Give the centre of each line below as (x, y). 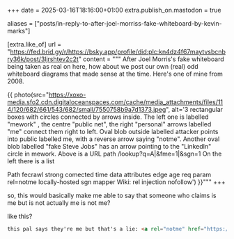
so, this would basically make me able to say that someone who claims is (112, 195)
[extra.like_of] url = (34, 44)
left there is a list (31, 161)
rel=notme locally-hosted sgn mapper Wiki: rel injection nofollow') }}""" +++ (117, 182)
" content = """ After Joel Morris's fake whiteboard (151, 59)
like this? (20, 216)
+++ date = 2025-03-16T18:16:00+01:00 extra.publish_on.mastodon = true (114, 10)
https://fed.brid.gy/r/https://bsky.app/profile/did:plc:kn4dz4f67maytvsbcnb (118, 52)
